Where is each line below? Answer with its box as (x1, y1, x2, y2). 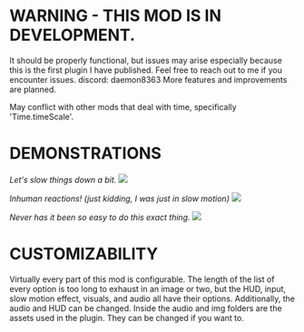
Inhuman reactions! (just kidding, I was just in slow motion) (9, 193, 230, 204)
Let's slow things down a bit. (9, 174, 117, 185)
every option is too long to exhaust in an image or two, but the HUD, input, (9, 283, 287, 294)
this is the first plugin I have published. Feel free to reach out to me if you (9, 65, 283, 75)
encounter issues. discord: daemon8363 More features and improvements (9, 74, 288, 85)
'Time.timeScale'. (9, 111, 74, 122)
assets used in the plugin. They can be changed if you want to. (9, 312, 245, 323)
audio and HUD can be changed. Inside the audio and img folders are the (9, 302, 283, 314)
